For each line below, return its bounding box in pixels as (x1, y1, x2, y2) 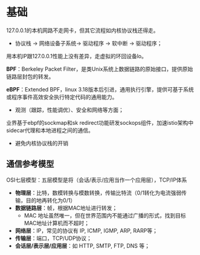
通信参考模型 (6, 159, 54, 170)
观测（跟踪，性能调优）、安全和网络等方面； (15, 106, 124, 113)
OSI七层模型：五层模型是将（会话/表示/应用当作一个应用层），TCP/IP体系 (6, 176, 187, 184)
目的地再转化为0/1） (25, 196, 76, 204)
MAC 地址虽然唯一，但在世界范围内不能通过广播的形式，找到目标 (24, 211, 186, 219)
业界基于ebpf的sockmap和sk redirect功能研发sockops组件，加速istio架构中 (6, 119, 194, 126)
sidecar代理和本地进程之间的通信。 (6, 127, 94, 134)
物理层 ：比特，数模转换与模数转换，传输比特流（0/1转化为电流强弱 (15, 189, 182, 196)
